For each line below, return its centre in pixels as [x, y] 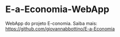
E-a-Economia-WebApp [57, 9]
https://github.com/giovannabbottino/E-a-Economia [60, 28]
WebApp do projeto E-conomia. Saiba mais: [51, 23]
